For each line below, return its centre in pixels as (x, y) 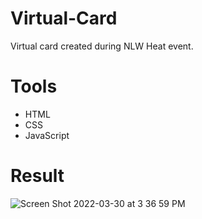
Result (37, 176)
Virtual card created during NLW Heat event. (102, 46)
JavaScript (47, 135)
